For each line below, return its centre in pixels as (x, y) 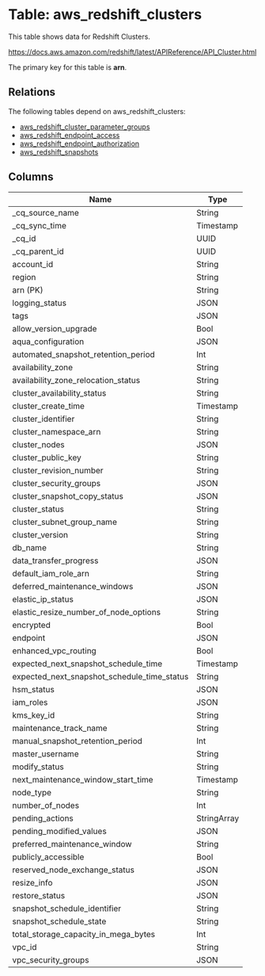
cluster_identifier (44, 419)
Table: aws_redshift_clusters (105, 15)
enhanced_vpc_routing (54, 650)
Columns (31, 177)
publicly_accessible (48, 856)
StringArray (218, 818)
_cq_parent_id (38, 251)
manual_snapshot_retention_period (77, 741)
